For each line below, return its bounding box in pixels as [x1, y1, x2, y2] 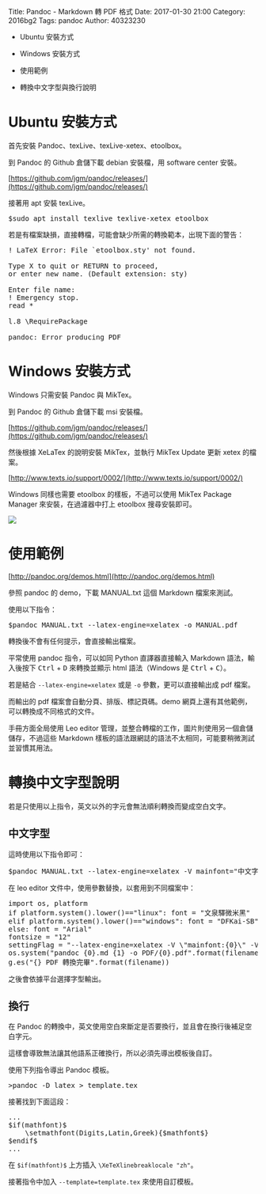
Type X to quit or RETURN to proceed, [8, 261, 159, 271]
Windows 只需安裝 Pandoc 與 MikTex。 [8, 390, 136, 400]
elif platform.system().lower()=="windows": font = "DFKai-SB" [8, 916, 259, 926]
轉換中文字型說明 [8, 774, 120, 791]
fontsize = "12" [8, 932, 71, 942]
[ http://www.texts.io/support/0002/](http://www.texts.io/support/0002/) [8, 473, 244, 483]
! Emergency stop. [8, 293, 80, 302]
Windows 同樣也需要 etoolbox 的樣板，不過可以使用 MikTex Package [8, 489, 232, 498]
